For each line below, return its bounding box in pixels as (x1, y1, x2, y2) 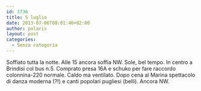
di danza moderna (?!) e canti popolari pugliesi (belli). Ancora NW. (6, 77, 170, 84)
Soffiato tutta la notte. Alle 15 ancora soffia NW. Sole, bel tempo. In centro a (6, 58, 193, 66)
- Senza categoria (11, 43, 58, 48)
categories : (6, 37, 36, 43)
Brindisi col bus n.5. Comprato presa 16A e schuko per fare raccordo (6, 65, 176, 72)
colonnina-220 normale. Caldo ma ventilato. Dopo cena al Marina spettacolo (6, 71, 196, 78)
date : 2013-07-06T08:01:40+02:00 (6, 20, 90, 26)
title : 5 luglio (6, 14, 47, 20)
